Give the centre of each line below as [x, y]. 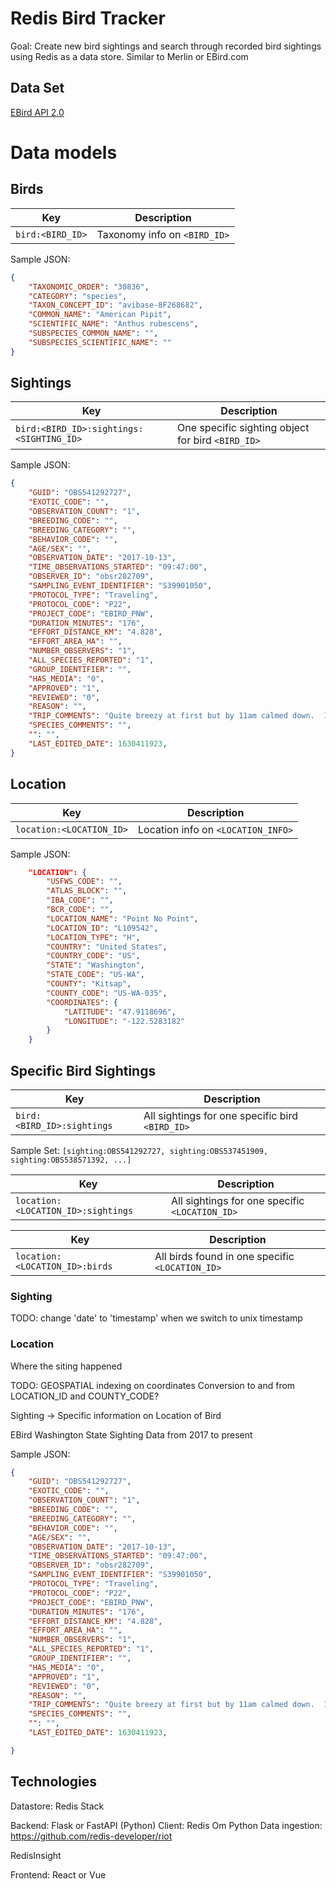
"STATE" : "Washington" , [95, 965]
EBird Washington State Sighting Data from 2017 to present [131, 1434]
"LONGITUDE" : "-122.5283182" [124, 1021]
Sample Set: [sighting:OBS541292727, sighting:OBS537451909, [139, 1150]
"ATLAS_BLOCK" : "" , [87, 891]
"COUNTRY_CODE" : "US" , [93, 956]
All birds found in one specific [224, 1256]
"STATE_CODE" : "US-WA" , [95, 975]
